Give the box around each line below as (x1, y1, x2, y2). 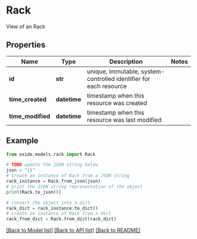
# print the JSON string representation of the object (6, 183, 143, 190)
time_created (9, 95, 47, 103)
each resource (87, 82, 127, 90)
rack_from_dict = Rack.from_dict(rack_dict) (6, 216, 117, 222)
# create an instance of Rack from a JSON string (6, 173, 130, 179)
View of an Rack (6, 23, 46, 30)
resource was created (87, 99, 148, 107)
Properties (6, 40, 46, 50)
